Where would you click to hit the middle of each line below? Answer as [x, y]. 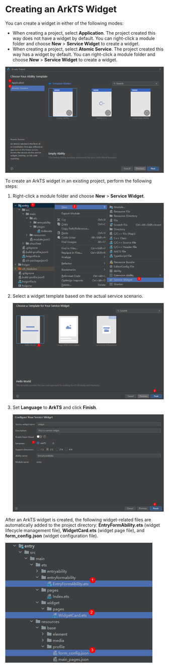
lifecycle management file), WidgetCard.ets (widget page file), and [75, 530]
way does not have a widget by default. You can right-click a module [83, 38]
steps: [12, 186]
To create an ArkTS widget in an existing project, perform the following [78, 181]
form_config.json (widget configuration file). [52, 536]
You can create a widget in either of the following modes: [64, 23]
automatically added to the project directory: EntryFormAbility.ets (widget [82, 525]
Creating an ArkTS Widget [61, 9]
